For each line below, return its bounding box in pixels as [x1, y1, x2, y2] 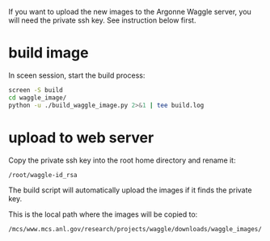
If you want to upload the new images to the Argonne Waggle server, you [8, 7, 252, 16]
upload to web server [8, 129, 154, 146]
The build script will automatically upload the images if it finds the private [8, 185, 252, 195]
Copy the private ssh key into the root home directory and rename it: [8, 155, 236, 165]
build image [8, 44, 89, 62]
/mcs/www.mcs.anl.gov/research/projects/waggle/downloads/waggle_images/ [8, 226, 263, 234]
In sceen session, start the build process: [8, 70, 146, 80]
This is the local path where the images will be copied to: [8, 209, 198, 219]
